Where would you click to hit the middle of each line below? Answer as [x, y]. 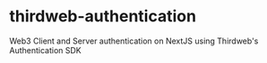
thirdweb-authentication [103, 16]
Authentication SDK [46, 50]
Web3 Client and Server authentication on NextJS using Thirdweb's [134, 41]
